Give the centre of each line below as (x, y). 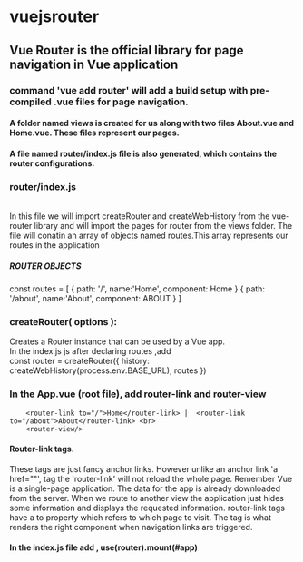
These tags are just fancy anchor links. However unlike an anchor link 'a (144, 468)
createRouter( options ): (64, 321)
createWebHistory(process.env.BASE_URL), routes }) (108, 370)
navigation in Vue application (94, 64)
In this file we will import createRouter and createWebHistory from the (140, 216)
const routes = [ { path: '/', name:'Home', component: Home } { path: (137, 289)
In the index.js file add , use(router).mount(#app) (103, 547)
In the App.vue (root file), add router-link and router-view (138, 394)
